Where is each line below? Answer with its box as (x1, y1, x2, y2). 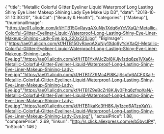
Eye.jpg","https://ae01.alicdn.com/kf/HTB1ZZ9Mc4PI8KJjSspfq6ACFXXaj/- (5, 72, 156, 77)
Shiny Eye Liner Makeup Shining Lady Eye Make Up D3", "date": (5, 9, 135, 15)
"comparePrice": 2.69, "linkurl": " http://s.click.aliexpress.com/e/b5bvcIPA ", (5, 118, 156, 124)
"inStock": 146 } (5, 124, 37, 129)
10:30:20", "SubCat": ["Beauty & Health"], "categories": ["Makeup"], (10, 15, 149, 20)
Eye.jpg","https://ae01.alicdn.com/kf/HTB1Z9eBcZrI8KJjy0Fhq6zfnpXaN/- (5, 88, 154, 93)
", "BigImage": (94, 35, 123, 41)
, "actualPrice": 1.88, (92, 113, 134, 119)
